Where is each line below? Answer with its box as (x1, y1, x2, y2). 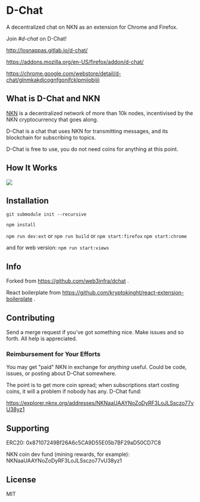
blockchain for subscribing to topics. (6, 134, 97, 141)
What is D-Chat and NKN (6, 93, 100, 104)
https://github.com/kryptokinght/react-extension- (62, 289, 184, 297)
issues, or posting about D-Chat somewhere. (6, 370, 116, 377)
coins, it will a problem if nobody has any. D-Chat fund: (6, 388, 141, 395)
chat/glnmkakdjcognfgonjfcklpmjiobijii (6, 76, 100, 83)
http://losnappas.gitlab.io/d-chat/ (6, 46, 88, 54)
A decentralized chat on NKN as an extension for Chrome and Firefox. (6, 23, 178, 31)
